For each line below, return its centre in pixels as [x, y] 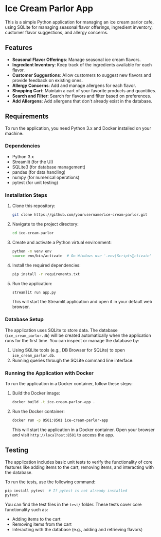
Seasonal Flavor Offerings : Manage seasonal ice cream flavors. [76, 60]
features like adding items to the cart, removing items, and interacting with [80, 467]
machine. [14, 133]
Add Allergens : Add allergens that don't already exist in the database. [82, 101]
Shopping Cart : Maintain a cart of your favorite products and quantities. [84, 90]
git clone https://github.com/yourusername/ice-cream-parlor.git [80, 215]
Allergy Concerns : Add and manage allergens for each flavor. [74, 85]
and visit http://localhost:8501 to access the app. [63, 434]
